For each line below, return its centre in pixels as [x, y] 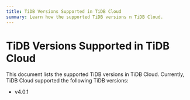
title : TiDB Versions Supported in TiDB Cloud [64, 11]
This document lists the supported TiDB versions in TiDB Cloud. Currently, [95, 74]
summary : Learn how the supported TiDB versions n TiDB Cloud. [85, 17]
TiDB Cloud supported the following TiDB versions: [67, 81]
